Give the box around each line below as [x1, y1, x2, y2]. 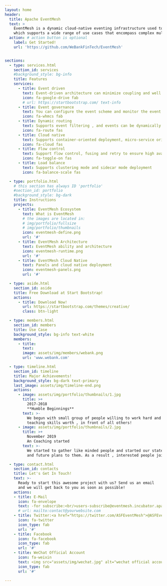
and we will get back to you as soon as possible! [17, 485, 126, 490]
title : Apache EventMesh [9, 17, 61, 22]
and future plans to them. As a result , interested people [26, 453, 155, 458]
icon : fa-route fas [22, 128, 63, 133]
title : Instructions [13, 197, 56, 203]
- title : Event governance [17, 105, 74, 110]
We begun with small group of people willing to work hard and [26, 415, 162, 421]
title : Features [13, 77, 48, 82]
